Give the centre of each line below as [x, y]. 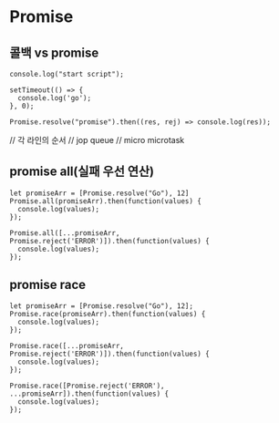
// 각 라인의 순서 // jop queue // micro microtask [97, 140]
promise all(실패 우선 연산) [82, 172]
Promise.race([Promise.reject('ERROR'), [88, 386]
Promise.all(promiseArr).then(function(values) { [106, 201]
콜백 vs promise [54, 52]
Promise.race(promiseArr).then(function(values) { [108, 314]
